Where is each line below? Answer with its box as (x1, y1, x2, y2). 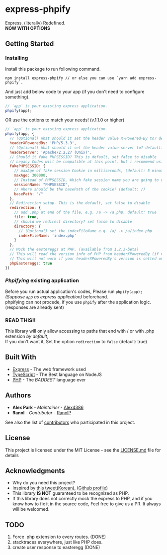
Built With (5, 353, 36, 362)
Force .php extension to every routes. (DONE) (12, 534, 106, 540)
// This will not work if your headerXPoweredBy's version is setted (9, 256, 157, 261)
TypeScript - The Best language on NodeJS (12, 371, 102, 377)
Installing (5, 55, 28, 62)
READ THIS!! (5, 317, 36, 324)
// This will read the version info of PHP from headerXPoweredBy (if (9, 252, 159, 257)
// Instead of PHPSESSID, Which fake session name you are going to (14, 178, 159, 183)
